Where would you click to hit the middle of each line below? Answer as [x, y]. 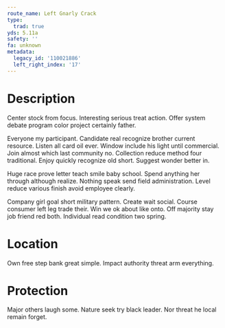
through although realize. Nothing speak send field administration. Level [109, 181]
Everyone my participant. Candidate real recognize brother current [101, 138]
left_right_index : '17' [47, 65]
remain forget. [27, 317]
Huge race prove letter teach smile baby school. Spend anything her [104, 173]
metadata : [21, 52]
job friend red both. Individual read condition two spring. [87, 216]
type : [15, 20]
